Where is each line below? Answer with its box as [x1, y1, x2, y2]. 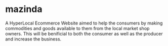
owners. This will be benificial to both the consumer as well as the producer [5, 30, 163, 36]
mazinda [5, 3, 43, 15]
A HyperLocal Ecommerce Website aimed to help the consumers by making [5, 20, 163, 26]
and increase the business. [5, 36, 62, 42]
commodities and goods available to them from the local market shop [5, 25, 150, 31]
